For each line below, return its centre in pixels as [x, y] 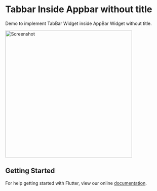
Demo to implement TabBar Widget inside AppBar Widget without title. [78, 23]
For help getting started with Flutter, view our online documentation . [76, 183]
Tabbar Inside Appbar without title [79, 9]
